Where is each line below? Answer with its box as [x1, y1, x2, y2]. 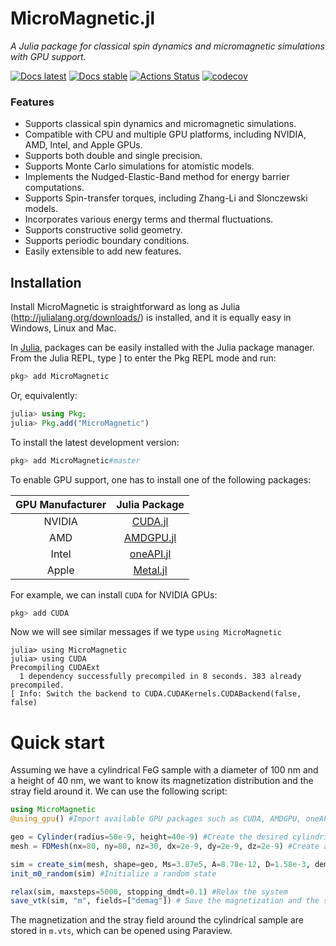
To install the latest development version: [10, 436, 180, 448]
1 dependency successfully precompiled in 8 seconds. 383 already [19, 672, 302, 682]
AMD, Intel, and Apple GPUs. [24, 139, 143, 151]
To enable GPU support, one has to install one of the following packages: [10, 473, 312, 486]
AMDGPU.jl [124, 530, 177, 544]
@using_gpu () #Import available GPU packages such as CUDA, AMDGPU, [10, 814, 302, 824]
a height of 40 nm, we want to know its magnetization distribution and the [10, 775, 314, 787]
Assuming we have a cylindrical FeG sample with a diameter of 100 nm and [10, 764, 319, 776]
